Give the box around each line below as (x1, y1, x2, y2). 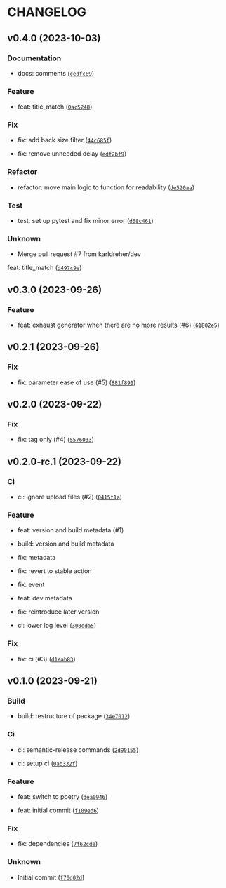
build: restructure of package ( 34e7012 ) (17, 712, 131, 720)
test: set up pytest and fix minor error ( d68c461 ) (17, 217, 154, 225)
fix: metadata (17, 553, 56, 562)
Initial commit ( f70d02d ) (17, 873, 85, 881)
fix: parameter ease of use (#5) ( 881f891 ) (17, 378, 136, 386)
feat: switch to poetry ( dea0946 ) (17, 792, 108, 800)
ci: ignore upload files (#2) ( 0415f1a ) (17, 492, 123, 502)
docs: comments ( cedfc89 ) (17, 69, 95, 77)
